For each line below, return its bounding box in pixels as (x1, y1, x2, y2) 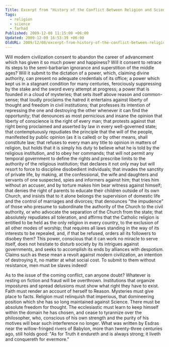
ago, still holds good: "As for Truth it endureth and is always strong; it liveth (5, 330, 161, 337)
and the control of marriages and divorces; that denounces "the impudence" (5, 198, 163, 204)
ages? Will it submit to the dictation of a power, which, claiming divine (5, 70, 149, 76)
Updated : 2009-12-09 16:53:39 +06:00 (5, 36, 84, 41)
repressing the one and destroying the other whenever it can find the (5, 107, 148, 113)
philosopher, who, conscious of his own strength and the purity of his (5, 315, 149, 321)
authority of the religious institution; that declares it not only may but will (5, 160, 155, 166)
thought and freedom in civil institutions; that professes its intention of (5, 102, 151, 108)
